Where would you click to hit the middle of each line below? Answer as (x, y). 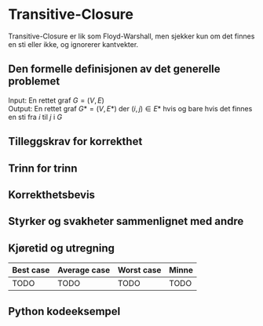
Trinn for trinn (43, 168)
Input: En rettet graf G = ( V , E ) (56, 100)
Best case (31, 270)
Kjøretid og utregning (62, 248)
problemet (34, 81)
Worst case (139, 270)
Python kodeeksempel (64, 311)
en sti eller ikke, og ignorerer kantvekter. (73, 44)
